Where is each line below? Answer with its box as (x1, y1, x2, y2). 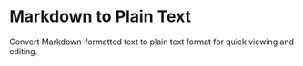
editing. (9, 45, 38, 56)
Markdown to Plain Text (9, 6, 192, 27)
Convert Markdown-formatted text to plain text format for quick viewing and (9, 36, 294, 47)
